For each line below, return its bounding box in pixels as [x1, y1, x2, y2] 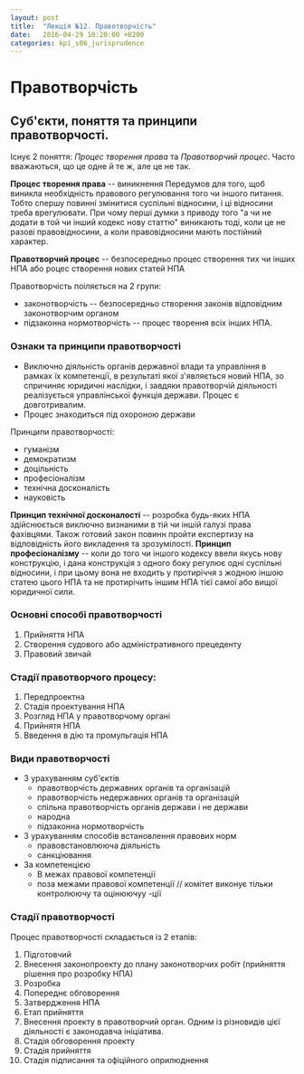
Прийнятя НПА [23, 721, 81, 731]
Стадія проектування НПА [23, 702, 126, 712]
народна [36, 811, 71, 823]
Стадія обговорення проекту [23, 1035, 135, 1046]
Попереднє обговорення [23, 987, 120, 998]
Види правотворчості [10, 752, 110, 765]
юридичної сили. [10, 586, 76, 597]
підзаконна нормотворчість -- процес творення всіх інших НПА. [23, 317, 272, 328]
